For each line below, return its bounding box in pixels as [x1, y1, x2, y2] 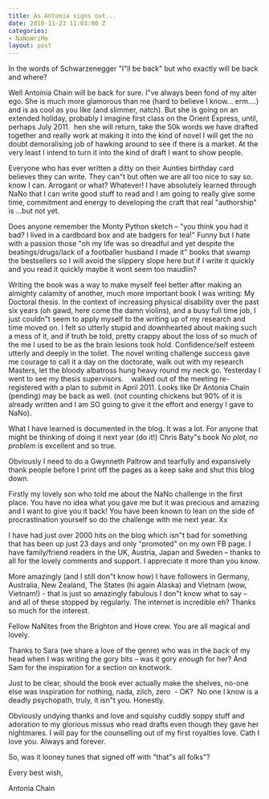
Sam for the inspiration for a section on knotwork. [8, 663, 173, 673]
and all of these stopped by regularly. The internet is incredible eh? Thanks [8, 597, 256, 607]
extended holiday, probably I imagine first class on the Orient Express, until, [8, 113, 259, 123]
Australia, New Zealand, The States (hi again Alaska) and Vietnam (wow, [8, 580, 247, 590]
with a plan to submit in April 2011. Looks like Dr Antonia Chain [43, 383, 250, 393]
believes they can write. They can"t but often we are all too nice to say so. [8, 172, 253, 182]
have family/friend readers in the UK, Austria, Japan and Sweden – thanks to [8, 548, 261, 558]
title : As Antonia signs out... [8, 11, 116, 20]
